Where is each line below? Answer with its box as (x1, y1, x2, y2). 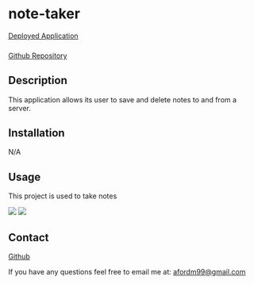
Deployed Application (8, 31, 79, 40)
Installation (8, 126, 65, 140)
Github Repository (8, 51, 67, 60)
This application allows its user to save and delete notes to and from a (8, 94, 237, 104)
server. (8, 103, 32, 113)
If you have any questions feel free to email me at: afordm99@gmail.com (8, 267, 246, 277)
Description (8, 74, 67, 87)
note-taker (8, 5, 81, 23)
